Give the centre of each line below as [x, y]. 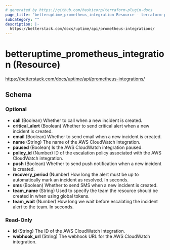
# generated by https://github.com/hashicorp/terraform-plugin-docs [79, 10]
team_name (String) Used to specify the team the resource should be [85, 191]
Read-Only [19, 220]
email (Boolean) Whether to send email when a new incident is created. [87, 136]
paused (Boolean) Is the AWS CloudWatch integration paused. [78, 147]
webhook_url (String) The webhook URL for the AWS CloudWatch [81, 236]
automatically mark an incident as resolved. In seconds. [71, 180]
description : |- [22, 24]
